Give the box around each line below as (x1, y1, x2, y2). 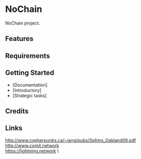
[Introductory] (12, 87, 41, 93)
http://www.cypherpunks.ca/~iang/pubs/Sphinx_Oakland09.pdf (5, 137, 136, 143)
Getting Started (5, 68, 54, 77)
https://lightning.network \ (5, 147, 59, 153)
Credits (5, 106, 29, 115)
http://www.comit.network (5, 142, 59, 148)
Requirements (5, 51, 50, 60)
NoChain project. (5, 20, 40, 26)
